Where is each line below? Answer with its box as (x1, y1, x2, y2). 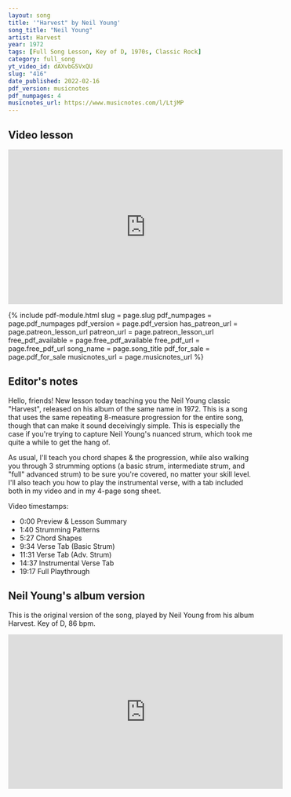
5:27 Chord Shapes (19, 533, 82, 543)
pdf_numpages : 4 (8, 92, 61, 100)
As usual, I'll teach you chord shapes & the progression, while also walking (8, 452, 249, 462)
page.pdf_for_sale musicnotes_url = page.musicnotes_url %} (8, 352, 204, 361)
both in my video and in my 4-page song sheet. (8, 486, 162, 495)
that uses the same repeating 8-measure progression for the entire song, (8, 412, 245, 422)
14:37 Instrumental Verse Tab (19, 558, 115, 568)
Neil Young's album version (8, 590, 145, 603)
